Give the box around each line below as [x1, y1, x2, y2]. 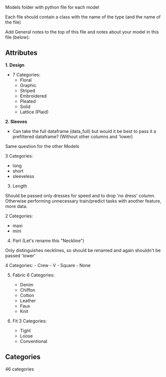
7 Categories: [12, 71, 40, 77]
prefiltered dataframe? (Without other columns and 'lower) [12, 133, 133, 139]
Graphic [19, 82, 36, 88]
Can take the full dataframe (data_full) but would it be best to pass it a [12, 128, 156, 134]
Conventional [19, 338, 47, 344]
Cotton [19, 292, 34, 298]
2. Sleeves [5, 118, 27, 124]
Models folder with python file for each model [5, 4, 99, 10]
